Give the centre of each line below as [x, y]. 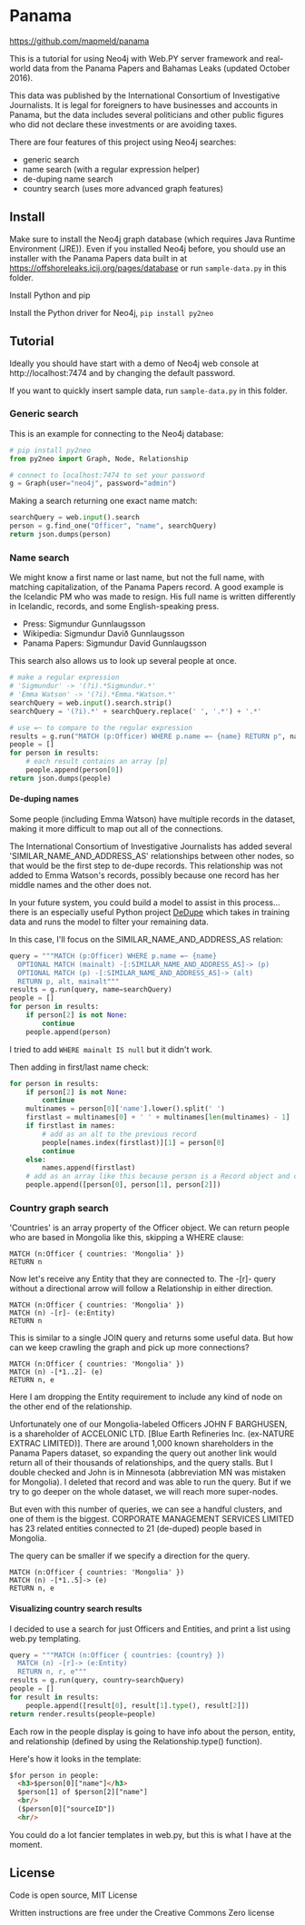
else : [36, 1160]
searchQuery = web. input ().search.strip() [91, 703]
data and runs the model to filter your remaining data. [109, 922]
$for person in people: [54, 1775]
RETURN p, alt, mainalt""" [69, 982]
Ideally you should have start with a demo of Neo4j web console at [134, 363]
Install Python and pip [50, 295]
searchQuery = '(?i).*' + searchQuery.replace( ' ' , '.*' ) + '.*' [135, 711]
